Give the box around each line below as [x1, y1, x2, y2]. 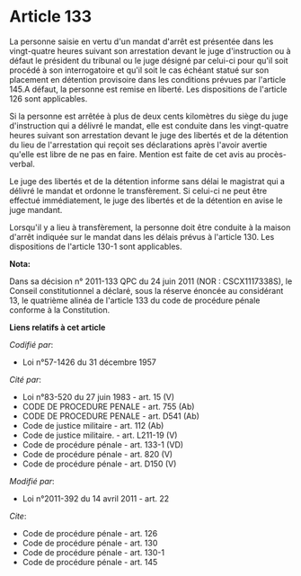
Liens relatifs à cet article [9, 322, 106, 332]
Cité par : [9, 374, 42, 385]
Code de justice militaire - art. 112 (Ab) [22, 420, 164, 430]
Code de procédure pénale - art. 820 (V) [22, 448, 173, 459]
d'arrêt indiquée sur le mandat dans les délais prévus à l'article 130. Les [9, 231, 275, 242]
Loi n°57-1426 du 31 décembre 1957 [22, 357, 157, 368]
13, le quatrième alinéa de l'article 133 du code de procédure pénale [9, 295, 261, 306]
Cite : [9, 510, 27, 521]
